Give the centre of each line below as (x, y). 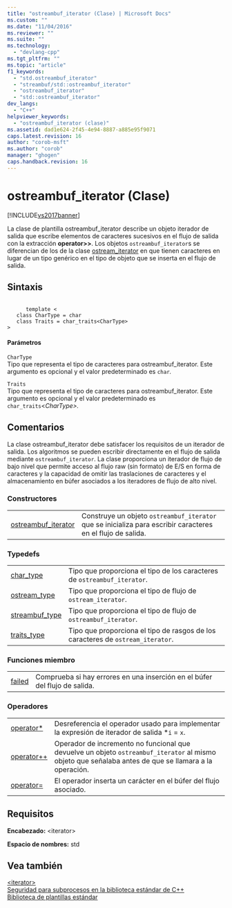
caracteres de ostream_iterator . (121, 639)
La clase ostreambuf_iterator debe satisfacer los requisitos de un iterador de (116, 444)
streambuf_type (36, 615)
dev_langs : (23, 104)
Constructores (32, 499)
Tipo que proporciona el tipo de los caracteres (143, 571)
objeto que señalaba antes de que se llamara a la (133, 760)
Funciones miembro (41, 660)
